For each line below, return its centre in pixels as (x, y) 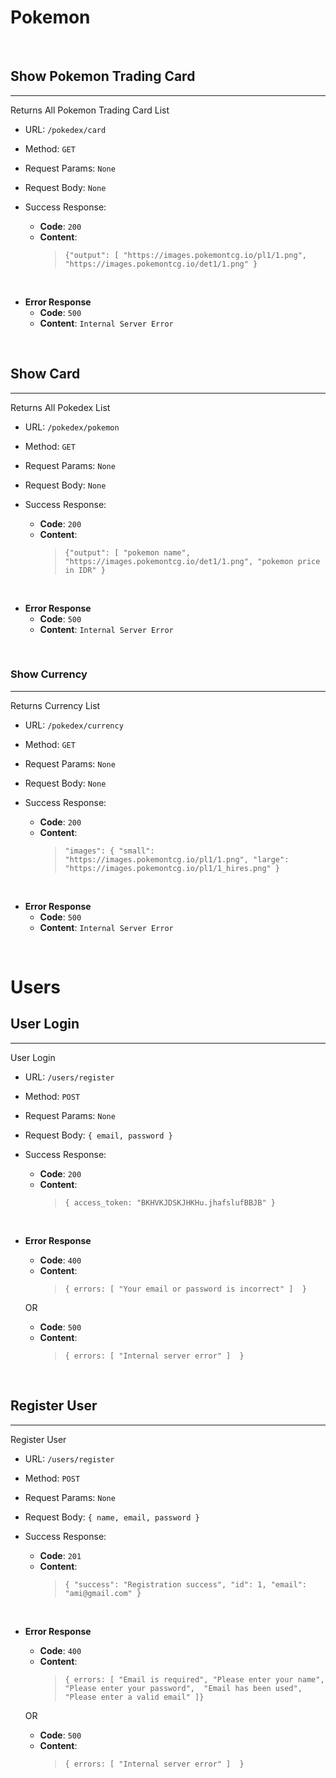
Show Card (45, 374)
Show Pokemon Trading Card (103, 76)
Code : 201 (60, 1555)
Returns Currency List (55, 705)
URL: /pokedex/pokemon (72, 427)
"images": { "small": (109, 851)
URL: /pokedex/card (65, 129)
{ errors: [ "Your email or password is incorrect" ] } (185, 1289)
